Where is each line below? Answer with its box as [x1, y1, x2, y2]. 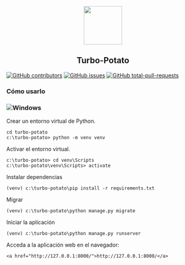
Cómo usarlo [6, 86, 46, 95]
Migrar [6, 196, 23, 204]
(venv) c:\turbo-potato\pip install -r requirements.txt [6, 185, 155, 191]
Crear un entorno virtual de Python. [6, 117, 96, 125]
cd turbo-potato [6, 129, 48, 136]
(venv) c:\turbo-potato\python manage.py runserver [6, 231, 141, 237]
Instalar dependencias [6, 174, 62, 181]
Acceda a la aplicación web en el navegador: [6, 241, 119, 248]
